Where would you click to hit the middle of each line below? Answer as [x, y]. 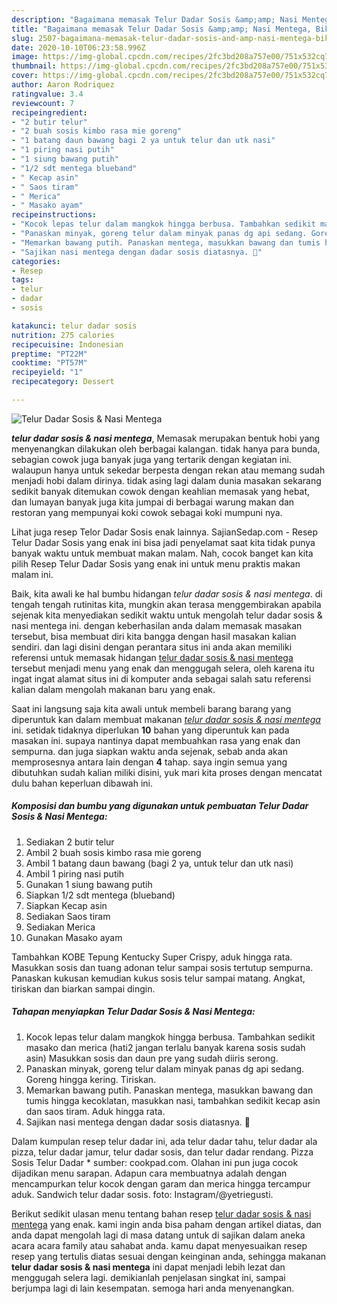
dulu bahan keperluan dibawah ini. [82, 783]
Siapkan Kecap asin [66, 905]
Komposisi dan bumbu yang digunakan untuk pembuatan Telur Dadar [160, 806]
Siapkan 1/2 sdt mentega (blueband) [100, 895]
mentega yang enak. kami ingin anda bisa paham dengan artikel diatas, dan [166, 1224]
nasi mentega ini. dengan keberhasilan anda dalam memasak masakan [157, 625]
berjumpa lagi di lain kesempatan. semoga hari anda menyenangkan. [153, 1288]
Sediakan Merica [60, 927]
